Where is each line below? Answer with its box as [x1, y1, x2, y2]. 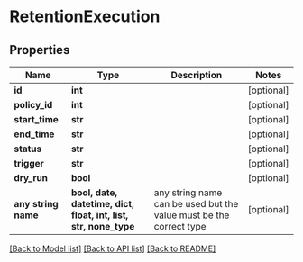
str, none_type [70, 221, 135, 232]
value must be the [153, 209, 230, 221]
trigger [14, 158, 45, 169]
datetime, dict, [70, 198, 135, 210]
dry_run [14, 172, 48, 184]
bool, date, [70, 186, 118, 199]
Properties [9, 42, 70, 58]
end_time [14, 128, 55, 140]
